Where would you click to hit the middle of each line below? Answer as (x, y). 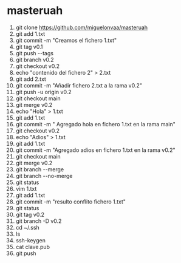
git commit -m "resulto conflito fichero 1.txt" (71, 202)
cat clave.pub (33, 247)
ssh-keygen (31, 240)
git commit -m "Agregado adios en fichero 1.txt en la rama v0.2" (95, 150)
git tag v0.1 (29, 47)
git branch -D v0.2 (39, 221)
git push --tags (35, 53)
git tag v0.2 (30, 214)
